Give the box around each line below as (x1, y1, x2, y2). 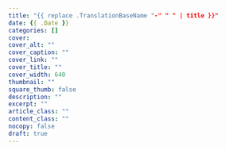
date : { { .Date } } (8, 19, 69, 27)
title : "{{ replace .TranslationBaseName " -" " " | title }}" (8, 11, 219, 20)
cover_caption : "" (8, 48, 69, 56)
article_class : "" (8, 108, 69, 116)
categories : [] (8, 26, 59, 34)
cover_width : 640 (8, 71, 66, 79)
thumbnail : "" (8, 78, 56, 86)
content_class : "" (8, 115, 69, 123)
